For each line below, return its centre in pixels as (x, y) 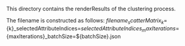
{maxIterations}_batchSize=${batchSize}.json (64, 36)
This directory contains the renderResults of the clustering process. (91, 9)
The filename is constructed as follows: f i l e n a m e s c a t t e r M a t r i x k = (87, 21)
